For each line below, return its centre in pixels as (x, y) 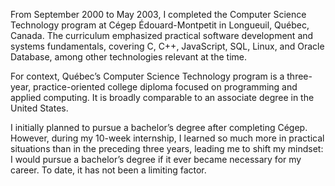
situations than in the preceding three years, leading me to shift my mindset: (167, 148)
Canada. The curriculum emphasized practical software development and (162, 35)
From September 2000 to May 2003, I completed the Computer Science (158, 14)
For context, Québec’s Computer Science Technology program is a (147, 76)
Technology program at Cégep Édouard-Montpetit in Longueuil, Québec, (160, 25)
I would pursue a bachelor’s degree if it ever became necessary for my (156, 159)
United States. (39, 108)
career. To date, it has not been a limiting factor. (108, 170)
